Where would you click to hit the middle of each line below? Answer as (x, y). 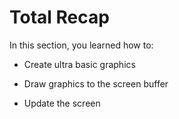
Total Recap (59, 17)
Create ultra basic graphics (79, 64)
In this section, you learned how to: (81, 45)
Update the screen (62, 103)
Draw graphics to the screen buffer (96, 83)
